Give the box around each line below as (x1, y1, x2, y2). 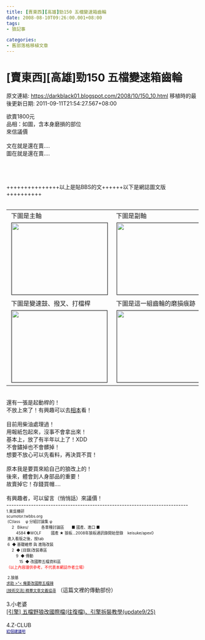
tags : (6, 20, 20, 26)
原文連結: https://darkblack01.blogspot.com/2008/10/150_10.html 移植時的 (6, 92, 191, 99)
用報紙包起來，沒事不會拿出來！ (6, 428, 87, 435)
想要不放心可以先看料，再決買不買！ (6, 451, 98, 458)
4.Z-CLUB (6, 621, 32, 628)
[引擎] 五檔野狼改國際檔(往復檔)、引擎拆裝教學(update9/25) (6, 608, 156, 615)
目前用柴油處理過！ (6, 420, 55, 428)
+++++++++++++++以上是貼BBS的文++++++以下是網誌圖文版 (6, 183, 166, 190)
